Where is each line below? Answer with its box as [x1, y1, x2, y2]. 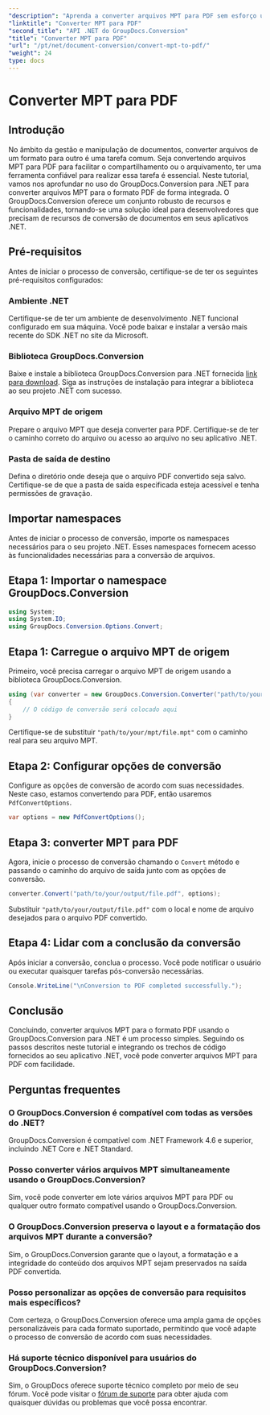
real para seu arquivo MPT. [8, 736, 98, 746]
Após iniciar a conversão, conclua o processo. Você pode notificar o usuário [8, 958, 261, 967]
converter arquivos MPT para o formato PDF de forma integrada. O [8, 187, 230, 197]
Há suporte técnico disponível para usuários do [8, 1352, 197, 1363]
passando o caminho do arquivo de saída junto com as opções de [8, 865, 227, 875]
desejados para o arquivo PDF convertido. [8, 912, 148, 922]
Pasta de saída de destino [8, 453, 111, 464]
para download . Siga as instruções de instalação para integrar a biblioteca [8, 378, 255, 387]
